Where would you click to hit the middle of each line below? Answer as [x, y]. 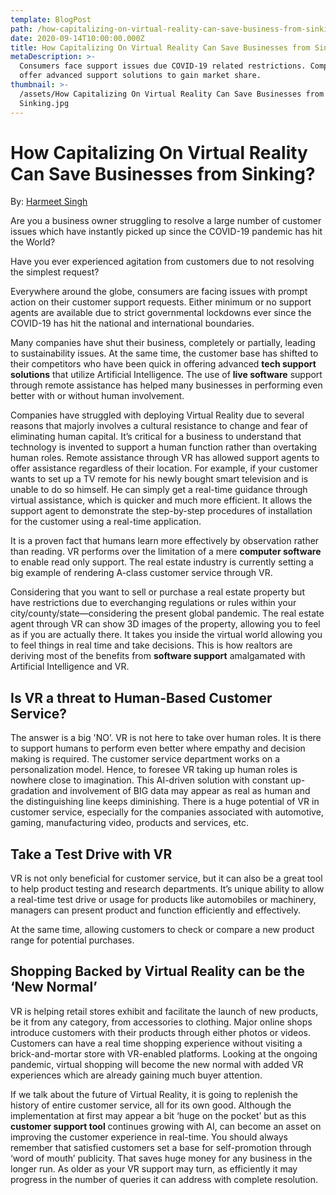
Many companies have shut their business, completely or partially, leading [163, 343]
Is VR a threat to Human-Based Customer [141, 697]
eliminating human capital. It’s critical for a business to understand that [156, 437]
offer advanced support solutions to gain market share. [140, 76]
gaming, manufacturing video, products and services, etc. [129, 823]
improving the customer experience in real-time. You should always [149, 1137]
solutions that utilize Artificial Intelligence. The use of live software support [166, 375]
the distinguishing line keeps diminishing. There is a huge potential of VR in [165, 802]
